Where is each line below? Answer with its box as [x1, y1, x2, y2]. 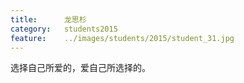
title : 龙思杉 [10, 14, 87, 25]
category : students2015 [10, 24, 118, 34]
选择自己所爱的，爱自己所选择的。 [10, 62, 151, 74]
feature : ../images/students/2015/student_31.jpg [10, 33, 235, 43]
